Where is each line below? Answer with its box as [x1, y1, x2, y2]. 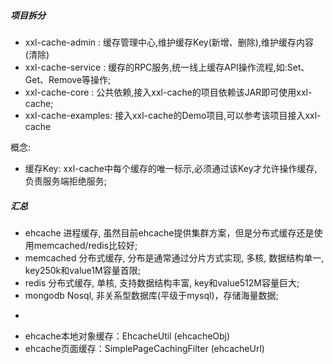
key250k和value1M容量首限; [24, 264, 141, 276]
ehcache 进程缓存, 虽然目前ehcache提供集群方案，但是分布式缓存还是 [24, 226, 315, 239]
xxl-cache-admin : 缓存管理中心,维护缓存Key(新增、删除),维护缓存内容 [24, 36, 314, 48]
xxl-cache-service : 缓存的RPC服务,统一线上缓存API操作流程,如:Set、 [24, 61, 310, 73]
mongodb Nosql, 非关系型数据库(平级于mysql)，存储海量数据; [24, 289, 279, 301]
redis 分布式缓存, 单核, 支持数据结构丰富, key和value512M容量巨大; [24, 276, 300, 289]
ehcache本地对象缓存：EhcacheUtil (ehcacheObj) [24, 330, 231, 342]
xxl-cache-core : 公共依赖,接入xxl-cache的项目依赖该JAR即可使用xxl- [24, 86, 313, 98]
